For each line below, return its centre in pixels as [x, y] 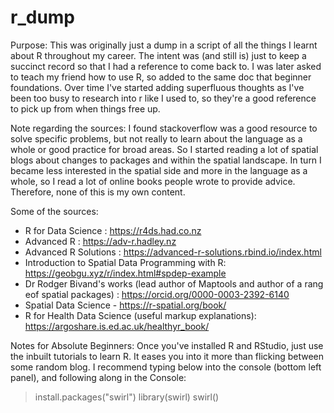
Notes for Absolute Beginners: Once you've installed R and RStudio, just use [167, 345]
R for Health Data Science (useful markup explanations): [140, 315]
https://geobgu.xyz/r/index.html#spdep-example [125, 273]
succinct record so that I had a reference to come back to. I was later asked [166, 66]
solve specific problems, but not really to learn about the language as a [156, 138]
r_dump [43, 17]
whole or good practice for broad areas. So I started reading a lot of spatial [164, 149]
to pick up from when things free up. [85, 108]
